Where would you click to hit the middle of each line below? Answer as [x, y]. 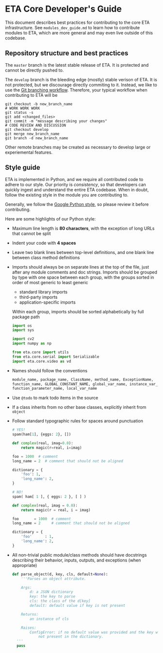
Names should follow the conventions [50, 370]
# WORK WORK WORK [23, 108]
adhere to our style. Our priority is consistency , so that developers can [76, 184]
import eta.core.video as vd [41, 361]
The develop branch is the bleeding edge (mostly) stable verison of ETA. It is [81, 79]
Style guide [23, 168]
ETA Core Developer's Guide [64, 9]
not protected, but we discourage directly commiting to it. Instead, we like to [81, 85]
